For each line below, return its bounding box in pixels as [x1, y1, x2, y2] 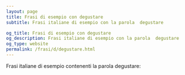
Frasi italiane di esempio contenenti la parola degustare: [6, 62, 141, 69]
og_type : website [6, 41, 49, 47]
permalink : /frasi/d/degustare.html [6, 46, 95, 53]
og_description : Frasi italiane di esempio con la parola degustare [6, 36, 180, 42]
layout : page [6, 8, 38, 15]
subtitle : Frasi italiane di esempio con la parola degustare [6, 19, 164, 25]
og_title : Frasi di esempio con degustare [6, 30, 111, 36]
